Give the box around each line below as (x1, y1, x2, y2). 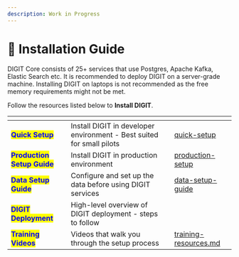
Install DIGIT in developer (70, 121, 155, 131)
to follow (70, 217, 100, 227)
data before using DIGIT (70, 179, 151, 189)
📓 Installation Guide (7, 40, 125, 57)
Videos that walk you (70, 229, 141, 239)
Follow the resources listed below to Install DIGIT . (7, 101, 154, 109)
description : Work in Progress (7, 10, 100, 18)
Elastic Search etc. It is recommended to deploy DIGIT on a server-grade (7, 72, 221, 80)
